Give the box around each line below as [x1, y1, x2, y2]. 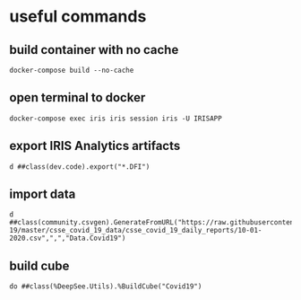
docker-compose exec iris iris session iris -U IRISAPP [9, 114, 222, 123]
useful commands [9, 6, 147, 27]
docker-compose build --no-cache [9, 66, 134, 75]
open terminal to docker [9, 90, 146, 105]
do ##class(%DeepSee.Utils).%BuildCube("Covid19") [9, 282, 202, 291]
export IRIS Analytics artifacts [9, 138, 181, 154]
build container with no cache [9, 42, 179, 57]
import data [9, 187, 76, 202]
